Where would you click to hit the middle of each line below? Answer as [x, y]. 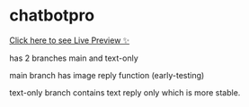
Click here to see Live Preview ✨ [70, 40]
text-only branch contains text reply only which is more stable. [125, 92]
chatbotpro [52, 16]
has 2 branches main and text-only [74, 58]
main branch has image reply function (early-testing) [107, 75]
